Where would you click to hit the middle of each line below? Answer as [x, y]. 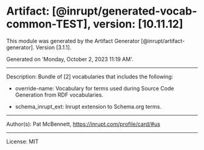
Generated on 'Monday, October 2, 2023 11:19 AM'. [70, 59]
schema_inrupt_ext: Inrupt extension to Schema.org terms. [88, 106]
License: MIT [22, 141]
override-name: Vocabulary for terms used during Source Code [94, 88]
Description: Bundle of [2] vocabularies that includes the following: [90, 77]
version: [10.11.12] [138, 24]
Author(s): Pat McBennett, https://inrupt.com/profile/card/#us [83, 124]
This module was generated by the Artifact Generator [73, 41]
